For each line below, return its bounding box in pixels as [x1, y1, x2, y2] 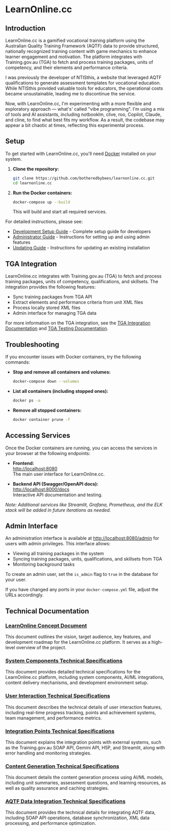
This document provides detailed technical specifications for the [5, 669, 141, 675]
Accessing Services [5, 431, 70, 440]
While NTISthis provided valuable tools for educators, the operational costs [5, 85, 163, 91]
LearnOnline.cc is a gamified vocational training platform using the [5, 37, 145, 43]
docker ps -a [12, 398, 41, 403]
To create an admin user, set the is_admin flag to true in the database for [5, 571, 159, 577]
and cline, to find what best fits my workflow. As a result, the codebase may [5, 117, 165, 123]
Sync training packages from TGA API [12, 294, 93, 300]
